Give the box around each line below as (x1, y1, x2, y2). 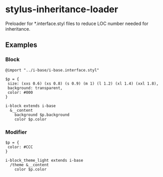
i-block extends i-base (5, 103, 56, 108)
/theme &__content (10, 162, 50, 167)
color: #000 (7, 90, 33, 95)
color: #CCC (7, 144, 33, 149)
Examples (5, 41, 37, 49)
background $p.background (14, 112, 70, 117)
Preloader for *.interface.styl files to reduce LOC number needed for (5, 20, 149, 27)
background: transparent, (7, 85, 63, 90)
